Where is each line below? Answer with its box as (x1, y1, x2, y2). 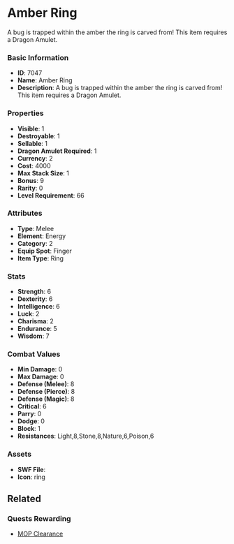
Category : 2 (17, 239, 53, 247)
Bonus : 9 (17, 176, 44, 184)
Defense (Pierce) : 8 (17, 388, 75, 396)
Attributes (7, 208, 43, 218)
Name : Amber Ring (17, 76, 73, 84)
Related (7, 493, 42, 505)
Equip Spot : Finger (17, 247, 72, 255)
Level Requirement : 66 (17, 191, 85, 200)
